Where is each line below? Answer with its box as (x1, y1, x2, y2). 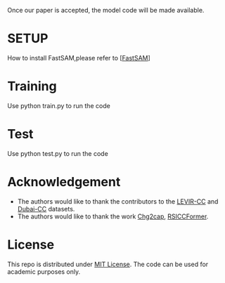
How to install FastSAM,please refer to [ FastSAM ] (7, 53, 151, 62)
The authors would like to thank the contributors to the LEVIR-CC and (17, 197, 219, 206)
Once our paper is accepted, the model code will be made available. (7, 6, 205, 14)
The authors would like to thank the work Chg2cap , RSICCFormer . (17, 212, 209, 221)
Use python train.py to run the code (7, 101, 110, 110)
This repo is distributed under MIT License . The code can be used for (7, 260, 209, 268)
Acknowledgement (7, 174, 121, 190)
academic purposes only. (7, 267, 81, 276)
